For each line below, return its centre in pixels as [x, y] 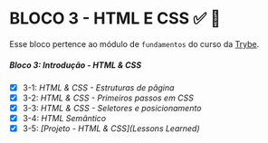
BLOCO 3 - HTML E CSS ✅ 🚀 [115, 19]
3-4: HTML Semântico [64, 119]
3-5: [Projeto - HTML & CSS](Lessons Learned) [111, 129]
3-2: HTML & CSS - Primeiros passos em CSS [108, 98]
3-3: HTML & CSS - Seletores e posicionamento [112, 109]
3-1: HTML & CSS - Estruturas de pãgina [98, 87]
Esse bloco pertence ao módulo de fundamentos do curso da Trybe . [134, 43]
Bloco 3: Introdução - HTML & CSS [76, 65]
